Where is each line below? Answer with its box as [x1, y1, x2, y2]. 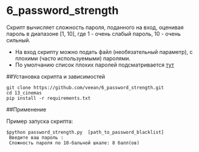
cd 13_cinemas [6, 90, 42, 96]
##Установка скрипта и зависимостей [6, 73, 106, 80]
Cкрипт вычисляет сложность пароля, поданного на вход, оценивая [6, 24, 184, 31]
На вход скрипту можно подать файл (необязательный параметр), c [15, 48, 193, 55]
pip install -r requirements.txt [6, 95, 91, 101]
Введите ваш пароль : [8, 134, 64, 140]
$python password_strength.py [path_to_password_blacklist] [6, 129, 164, 135]
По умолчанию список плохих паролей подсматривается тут [15, 61, 175, 68]
